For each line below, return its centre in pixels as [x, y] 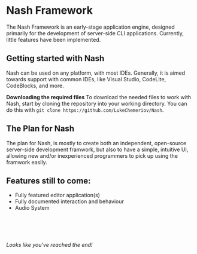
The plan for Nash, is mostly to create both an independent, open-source [96, 143]
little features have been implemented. [54, 39]
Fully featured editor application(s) [57, 195]
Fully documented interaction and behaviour [69, 201]
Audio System [32, 208]
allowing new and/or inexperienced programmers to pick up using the [92, 155]
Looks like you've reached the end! [49, 245]
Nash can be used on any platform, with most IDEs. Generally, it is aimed [96, 73]
